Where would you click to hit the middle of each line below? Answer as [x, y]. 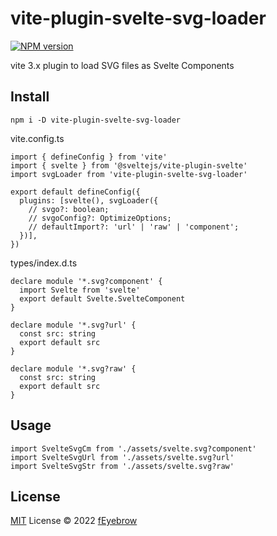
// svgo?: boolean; [69, 209]
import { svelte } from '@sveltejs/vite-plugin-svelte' [129, 165]
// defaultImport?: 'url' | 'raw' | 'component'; [134, 227]
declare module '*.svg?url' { [73, 325]
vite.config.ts [37, 138]
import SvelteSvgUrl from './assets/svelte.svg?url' [122, 457]
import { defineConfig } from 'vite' [89, 157]
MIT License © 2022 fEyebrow [74, 521]
